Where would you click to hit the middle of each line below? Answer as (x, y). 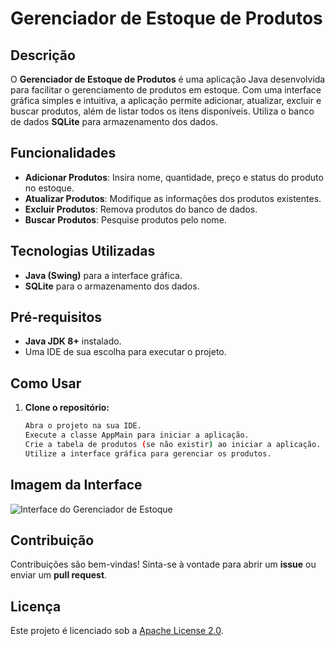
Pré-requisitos (56, 317)
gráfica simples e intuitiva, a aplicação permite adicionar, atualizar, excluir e (166, 100)
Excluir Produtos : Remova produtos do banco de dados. (141, 209)
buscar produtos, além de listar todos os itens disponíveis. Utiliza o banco (162, 111)
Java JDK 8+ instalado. (73, 341)
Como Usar (46, 383)
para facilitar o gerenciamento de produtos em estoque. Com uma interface (166, 90)
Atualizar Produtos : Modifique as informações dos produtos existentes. (173, 198)
